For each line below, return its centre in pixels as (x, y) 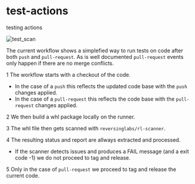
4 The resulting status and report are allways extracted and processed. (93, 140)
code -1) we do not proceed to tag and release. (73, 158)
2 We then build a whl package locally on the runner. (71, 117)
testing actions (24, 27)
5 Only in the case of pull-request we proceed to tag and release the (91, 169)
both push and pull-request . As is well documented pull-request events (95, 57)
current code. (23, 175)
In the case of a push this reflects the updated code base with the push (101, 86)
